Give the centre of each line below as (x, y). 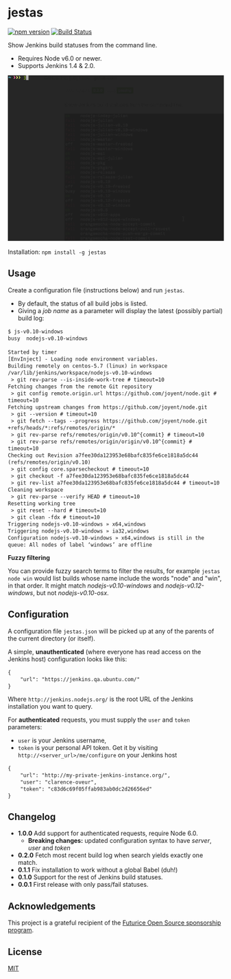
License (25, 952)
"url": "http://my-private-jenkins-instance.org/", (95, 775)
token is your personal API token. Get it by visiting (88, 747)
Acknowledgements (52, 906)
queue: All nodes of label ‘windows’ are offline (80, 545)
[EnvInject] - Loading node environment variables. (83, 359)
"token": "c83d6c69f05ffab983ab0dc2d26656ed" (86, 789)
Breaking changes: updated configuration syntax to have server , (120, 841)
